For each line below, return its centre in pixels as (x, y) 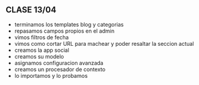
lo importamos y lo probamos (51, 75)
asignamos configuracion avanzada (59, 63)
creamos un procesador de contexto (60, 69)
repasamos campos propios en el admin (64, 31)
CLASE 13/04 (31, 10)
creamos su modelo (39, 56)
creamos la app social (42, 50)
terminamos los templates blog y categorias (69, 24)
